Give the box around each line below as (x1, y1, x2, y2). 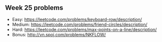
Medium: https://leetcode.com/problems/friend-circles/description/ (12, 21, 147, 27)
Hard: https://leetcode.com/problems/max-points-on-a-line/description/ (12, 26, 157, 32)
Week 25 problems (5, 4, 63, 12)
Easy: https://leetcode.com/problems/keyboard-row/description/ (12, 16, 142, 22)
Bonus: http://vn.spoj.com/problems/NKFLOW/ (12, 31, 106, 37)
